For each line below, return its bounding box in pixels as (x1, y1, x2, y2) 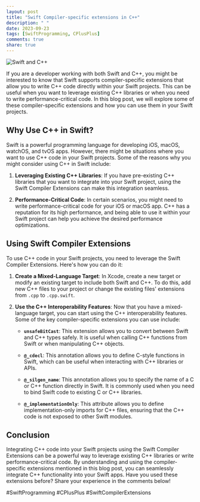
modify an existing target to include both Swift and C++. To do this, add (14, 279, 191, 286)
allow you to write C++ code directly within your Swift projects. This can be (6, 82, 191, 90)
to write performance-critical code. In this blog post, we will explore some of (6, 95, 195, 102)
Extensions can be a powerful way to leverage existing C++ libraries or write (6, 452, 194, 460)
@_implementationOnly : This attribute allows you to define (23, 400, 164, 407)
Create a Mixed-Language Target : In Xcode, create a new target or (14, 272, 181, 279)
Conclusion (6, 430, 50, 440)
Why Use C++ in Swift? (6, 125, 94, 135)
